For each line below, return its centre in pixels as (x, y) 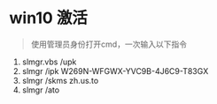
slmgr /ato (41, 90)
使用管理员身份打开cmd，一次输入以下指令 (109, 44)
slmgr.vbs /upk (49, 62)
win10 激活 (49, 18)
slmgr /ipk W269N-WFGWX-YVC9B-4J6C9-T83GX (115, 71)
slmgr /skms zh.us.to (60, 80)
